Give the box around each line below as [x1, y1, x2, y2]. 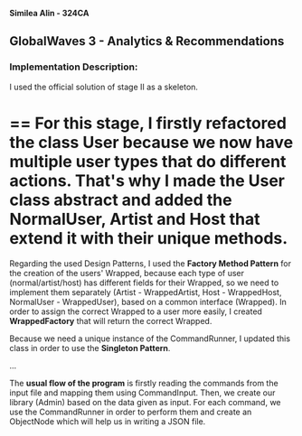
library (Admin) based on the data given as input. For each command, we [9, 396, 282, 407]
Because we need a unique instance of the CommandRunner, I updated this [9, 333, 291, 344]
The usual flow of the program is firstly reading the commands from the [9, 377, 278, 388]
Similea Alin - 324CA [9, 8, 90, 18]
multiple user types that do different [9, 151, 287, 172]
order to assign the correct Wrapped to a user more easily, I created [9, 306, 262, 317]
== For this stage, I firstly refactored [9, 113, 288, 134]
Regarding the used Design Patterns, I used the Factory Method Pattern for [9, 257, 292, 269]
